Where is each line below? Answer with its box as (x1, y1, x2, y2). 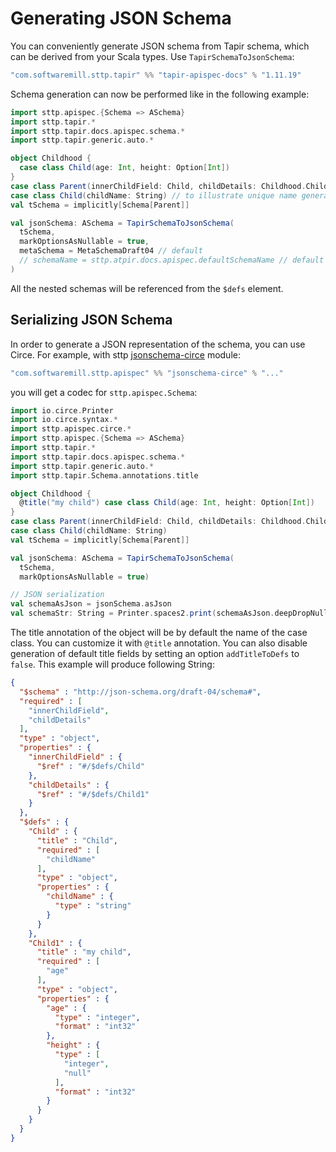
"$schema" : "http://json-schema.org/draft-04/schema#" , (19, 687, 262, 697)
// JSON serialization (10, 590, 105, 600)
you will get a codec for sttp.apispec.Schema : (10, 386, 198, 398)
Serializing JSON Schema (10, 312, 173, 329)
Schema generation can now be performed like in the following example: (10, 88, 310, 100)
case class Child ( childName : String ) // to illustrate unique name (10, 190, 298, 201)
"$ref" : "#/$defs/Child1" (36, 789, 150, 799)
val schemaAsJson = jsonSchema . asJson (10, 599, 172, 609)
